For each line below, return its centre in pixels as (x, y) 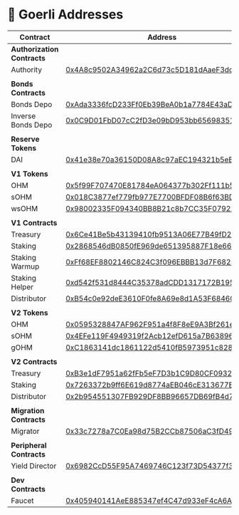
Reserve (25, 139)
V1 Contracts (34, 222)
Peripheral (29, 445)
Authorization (35, 49)
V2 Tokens (30, 313)
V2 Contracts (34, 361)
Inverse (23, 115)
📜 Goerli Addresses (65, 15)
